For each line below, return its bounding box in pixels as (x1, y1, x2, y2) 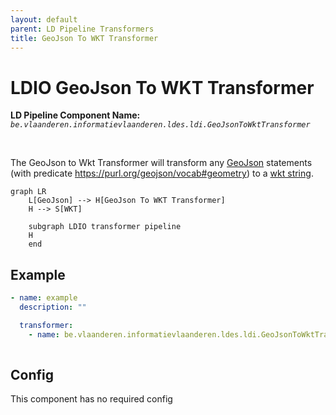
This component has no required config (10, 393, 173, 405)
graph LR (10, 187, 47, 197)
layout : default (10, 14, 78, 25)
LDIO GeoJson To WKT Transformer (10, 76, 315, 99)
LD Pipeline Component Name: (10, 109, 141, 121)
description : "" (19, 302, 87, 312)
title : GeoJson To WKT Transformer (10, 33, 159, 43)
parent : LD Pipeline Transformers (10, 24, 155, 34)
